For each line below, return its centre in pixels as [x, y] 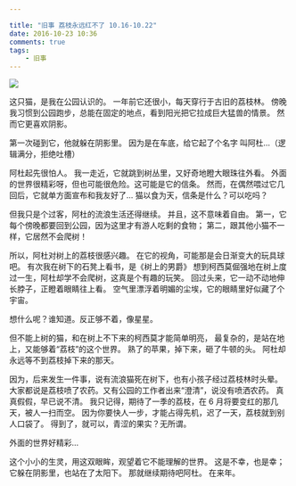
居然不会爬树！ [60, 236]
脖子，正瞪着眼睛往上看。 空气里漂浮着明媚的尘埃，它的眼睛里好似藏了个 [151, 289]
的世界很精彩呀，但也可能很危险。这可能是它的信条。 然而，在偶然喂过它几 [147, 185]
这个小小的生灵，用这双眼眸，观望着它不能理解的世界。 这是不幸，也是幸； [147, 462]
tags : [19, 50]
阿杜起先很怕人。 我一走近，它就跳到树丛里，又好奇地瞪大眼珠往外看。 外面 [148, 173]
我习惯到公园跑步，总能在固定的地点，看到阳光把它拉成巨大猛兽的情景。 [142, 113]
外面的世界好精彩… [44, 443]
